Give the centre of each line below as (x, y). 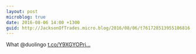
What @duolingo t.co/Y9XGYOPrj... (48, 45)
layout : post (22, 11)
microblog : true (26, 17)
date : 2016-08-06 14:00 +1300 (43, 22)
